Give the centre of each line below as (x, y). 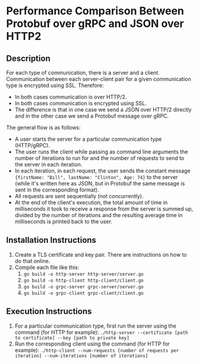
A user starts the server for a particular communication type (88, 139)
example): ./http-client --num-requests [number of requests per (97, 350)
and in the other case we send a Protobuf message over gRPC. (92, 116)
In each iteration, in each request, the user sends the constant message (102, 171)
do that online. (32, 261)
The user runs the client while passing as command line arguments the (101, 152)
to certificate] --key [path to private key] (72, 338)
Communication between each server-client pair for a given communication (99, 79)
